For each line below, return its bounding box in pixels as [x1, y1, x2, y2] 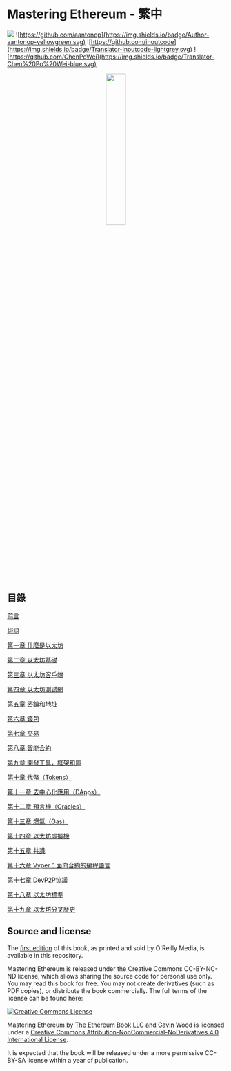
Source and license [7, 925, 92, 937]
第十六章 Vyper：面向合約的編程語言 [7, 861, 111, 869]
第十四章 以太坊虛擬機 [7, 832, 70, 840]
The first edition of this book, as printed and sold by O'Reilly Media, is [7, 943, 205, 952]
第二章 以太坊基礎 [7, 656, 57, 664]
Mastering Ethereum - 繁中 [7, 6, 163, 22]
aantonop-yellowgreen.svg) [7, 37, 86, 46]
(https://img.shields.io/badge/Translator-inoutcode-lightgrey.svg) [7, 45, 193, 53]
